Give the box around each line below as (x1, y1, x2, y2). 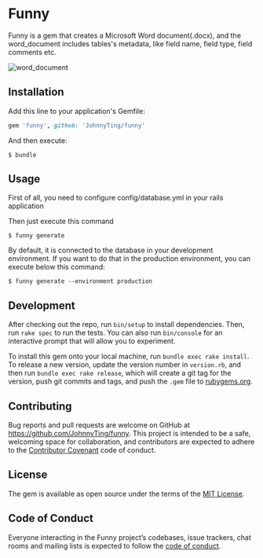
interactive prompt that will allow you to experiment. (8, 336, 176, 346)
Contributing (8, 399, 72, 413)
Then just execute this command (8, 217, 114, 226)
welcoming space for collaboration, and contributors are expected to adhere (8, 437, 255, 446)
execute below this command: (8, 262, 106, 272)
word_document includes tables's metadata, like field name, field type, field (8, 39, 253, 48)
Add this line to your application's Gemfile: (8, 106, 145, 116)
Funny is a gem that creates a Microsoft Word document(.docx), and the (8, 31, 242, 40)
